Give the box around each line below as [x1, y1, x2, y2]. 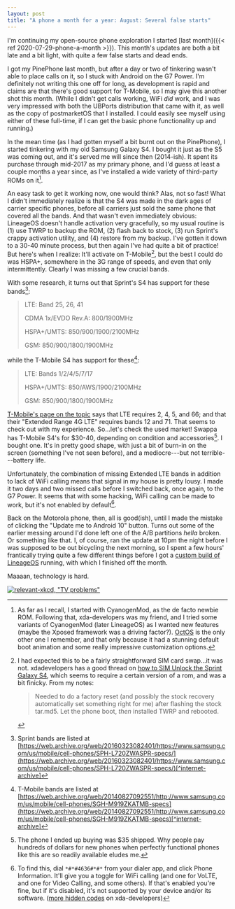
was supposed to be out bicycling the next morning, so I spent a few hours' [7, 544, 225, 552]
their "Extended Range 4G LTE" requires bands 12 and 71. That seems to [7, 418, 215, 426]
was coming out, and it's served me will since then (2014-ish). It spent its [7, 152, 218, 161]
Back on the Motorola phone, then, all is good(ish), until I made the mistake [7, 514, 223, 522]
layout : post [7, 10, 45, 17]
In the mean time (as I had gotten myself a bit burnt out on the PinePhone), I [7, 137, 226, 146]
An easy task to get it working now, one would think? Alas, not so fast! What [7, 190, 226, 198]
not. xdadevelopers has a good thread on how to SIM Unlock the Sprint [17, 664, 222, 672]
